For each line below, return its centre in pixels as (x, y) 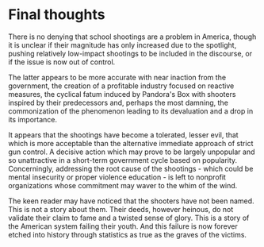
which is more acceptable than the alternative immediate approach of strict (131, 143)
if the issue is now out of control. (62, 62)
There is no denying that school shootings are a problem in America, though (132, 37)
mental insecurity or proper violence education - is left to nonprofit (117, 177)
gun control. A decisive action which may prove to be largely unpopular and (132, 152)
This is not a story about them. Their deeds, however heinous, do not (121, 209)
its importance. (33, 119)
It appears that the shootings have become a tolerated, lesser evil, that (124, 135)
